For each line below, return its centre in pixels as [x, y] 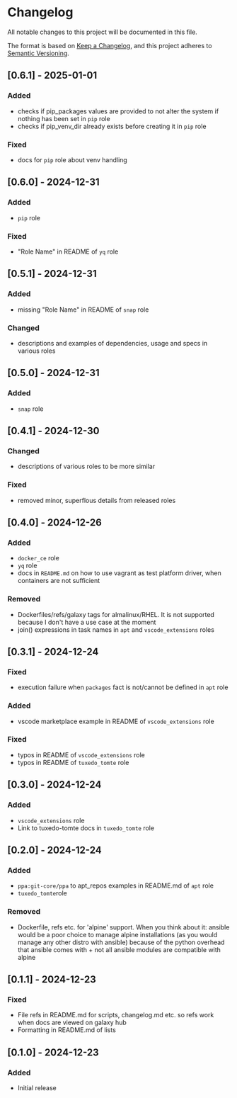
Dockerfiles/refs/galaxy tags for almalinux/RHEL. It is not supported [116, 614]
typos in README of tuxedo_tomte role [73, 762]
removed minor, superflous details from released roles [97, 500]
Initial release [37, 1087]
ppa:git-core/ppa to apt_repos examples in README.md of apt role [116, 885]
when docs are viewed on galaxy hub [72, 1023]
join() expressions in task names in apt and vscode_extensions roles [116, 629]
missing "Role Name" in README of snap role [83, 310]
